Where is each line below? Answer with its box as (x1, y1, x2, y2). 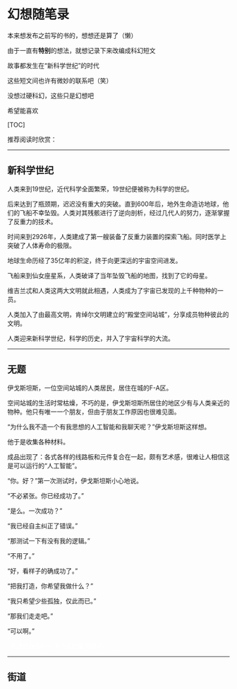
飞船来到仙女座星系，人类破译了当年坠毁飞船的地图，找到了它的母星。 (7, 271, 212, 279)
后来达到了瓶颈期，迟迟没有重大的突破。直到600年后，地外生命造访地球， (7, 199, 224, 208)
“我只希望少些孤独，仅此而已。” (7, 596, 97, 605)
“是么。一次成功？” (7, 506, 63, 515)
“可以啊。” (7, 627, 35, 635)
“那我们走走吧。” (7, 611, 54, 620)
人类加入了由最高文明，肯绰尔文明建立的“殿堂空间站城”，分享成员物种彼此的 (7, 310, 229, 318)
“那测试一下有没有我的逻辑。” (7, 536, 90, 545)
